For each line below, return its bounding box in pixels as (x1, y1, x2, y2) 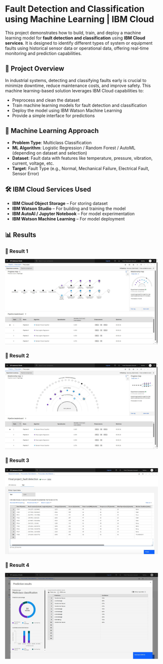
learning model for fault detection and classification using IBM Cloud (5, 35, 146, 41)
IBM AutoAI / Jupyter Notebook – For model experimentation (12, 211, 135, 217)
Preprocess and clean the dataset (12, 97, 80, 103)
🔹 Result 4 (5, 562, 30, 569)
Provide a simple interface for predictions (12, 113, 95, 119)
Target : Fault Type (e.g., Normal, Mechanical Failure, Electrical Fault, (12, 165, 149, 171)
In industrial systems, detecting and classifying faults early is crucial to (5, 77, 147, 83)
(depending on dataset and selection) (12, 150, 87, 156)
